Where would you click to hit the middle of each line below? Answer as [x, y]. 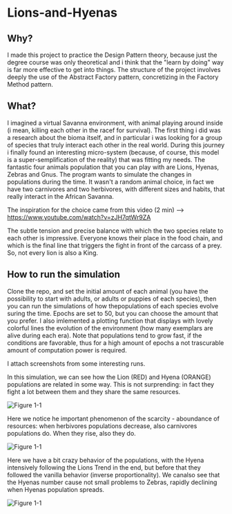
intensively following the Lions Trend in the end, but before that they [104, 467]
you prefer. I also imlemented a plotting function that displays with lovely [110, 321]
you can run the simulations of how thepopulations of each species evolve [113, 305]
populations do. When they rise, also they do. [71, 433]
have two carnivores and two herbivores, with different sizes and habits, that [116, 189]
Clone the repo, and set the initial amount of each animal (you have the [108, 291]
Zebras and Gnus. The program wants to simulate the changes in [99, 174]
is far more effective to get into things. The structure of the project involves [114, 70]
